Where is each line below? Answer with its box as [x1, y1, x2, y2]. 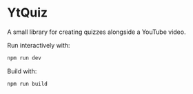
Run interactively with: [7, 41, 70, 49]
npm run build [7, 80, 48, 87]
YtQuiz [7, 5, 48, 21]
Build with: [7, 67, 37, 75]
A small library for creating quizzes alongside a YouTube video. [7, 28, 186, 36]
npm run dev [7, 54, 41, 62]
